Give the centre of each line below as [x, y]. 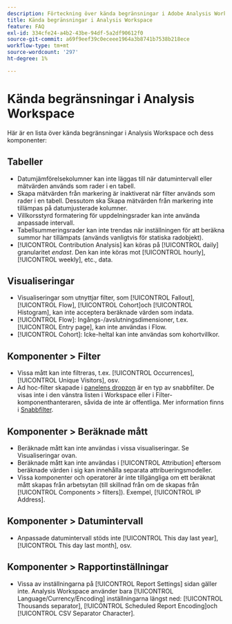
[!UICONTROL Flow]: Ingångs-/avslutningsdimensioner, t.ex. [103, 320]
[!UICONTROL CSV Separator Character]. [76, 613]
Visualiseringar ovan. [47, 455]
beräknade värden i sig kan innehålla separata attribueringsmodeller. [115, 470]
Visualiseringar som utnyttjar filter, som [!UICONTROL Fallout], [106, 297]
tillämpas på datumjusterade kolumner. [72, 208]
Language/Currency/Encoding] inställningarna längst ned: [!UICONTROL [120, 598]
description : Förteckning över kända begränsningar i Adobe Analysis [109, 13]
